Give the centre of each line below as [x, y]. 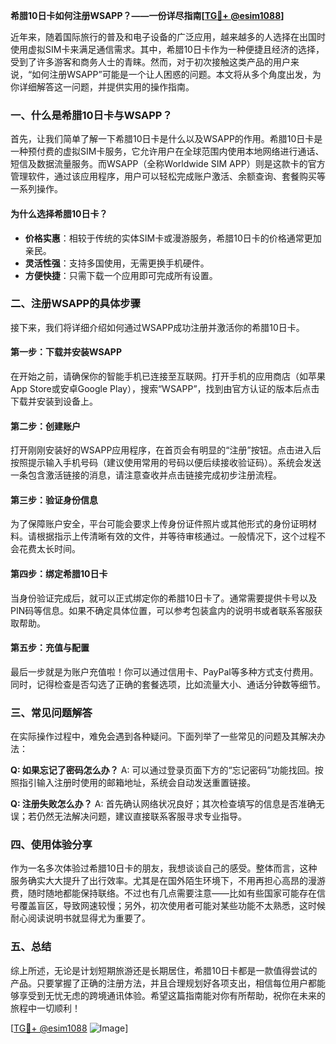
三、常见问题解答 [51, 712]
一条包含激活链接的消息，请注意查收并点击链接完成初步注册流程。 [146, 475]
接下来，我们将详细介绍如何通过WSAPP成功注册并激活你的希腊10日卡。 [157, 327]
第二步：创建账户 [45, 426]
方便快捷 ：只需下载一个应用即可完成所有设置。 [121, 275]
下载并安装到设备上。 [54, 401]
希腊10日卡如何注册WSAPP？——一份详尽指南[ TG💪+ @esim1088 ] [147, 15]
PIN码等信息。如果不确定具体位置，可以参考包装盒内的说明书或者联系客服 [162, 610]
